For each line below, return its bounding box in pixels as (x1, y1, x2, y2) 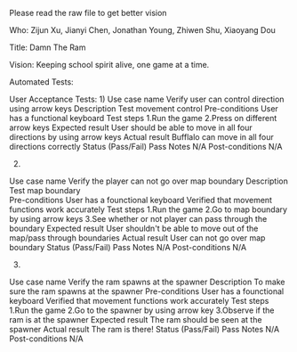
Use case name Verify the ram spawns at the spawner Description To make (9, 276, 286, 287)
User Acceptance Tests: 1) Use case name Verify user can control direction (9, 94, 285, 104)
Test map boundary (9, 185, 81, 195)
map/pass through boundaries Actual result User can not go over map (9, 233, 266, 243)
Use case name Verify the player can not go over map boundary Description (9, 176, 289, 186)
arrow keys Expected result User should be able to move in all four (9, 122, 253, 133)
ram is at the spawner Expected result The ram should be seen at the (9, 315, 262, 324)
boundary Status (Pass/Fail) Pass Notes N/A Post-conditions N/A (9, 242, 247, 252)
